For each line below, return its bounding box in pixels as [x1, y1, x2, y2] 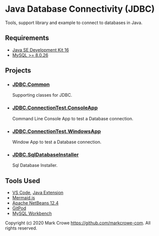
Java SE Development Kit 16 [12, 47, 69, 52]
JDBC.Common [12, 81, 50, 88]
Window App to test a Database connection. [12, 139, 102, 145]
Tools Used [5, 177, 40, 185]
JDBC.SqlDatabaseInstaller [12, 151, 79, 158]
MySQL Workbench [12, 210, 52, 216]
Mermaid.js [12, 195, 35, 201]
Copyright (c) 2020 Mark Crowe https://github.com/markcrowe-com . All [5, 220, 151, 226]
